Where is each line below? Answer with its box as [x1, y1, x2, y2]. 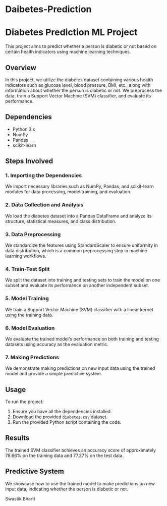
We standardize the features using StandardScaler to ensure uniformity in [5, 242, 158, 248]
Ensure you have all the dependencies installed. [12, 409, 112, 415]
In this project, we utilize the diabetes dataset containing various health [5, 77, 153, 83]
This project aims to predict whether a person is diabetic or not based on [5, 43, 157, 49]
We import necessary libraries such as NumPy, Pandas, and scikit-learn [5, 183, 154, 190]
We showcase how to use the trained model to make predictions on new [5, 480, 155, 486]
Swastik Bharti [5, 495, 35, 501]
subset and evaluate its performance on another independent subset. [5, 283, 149, 289]
